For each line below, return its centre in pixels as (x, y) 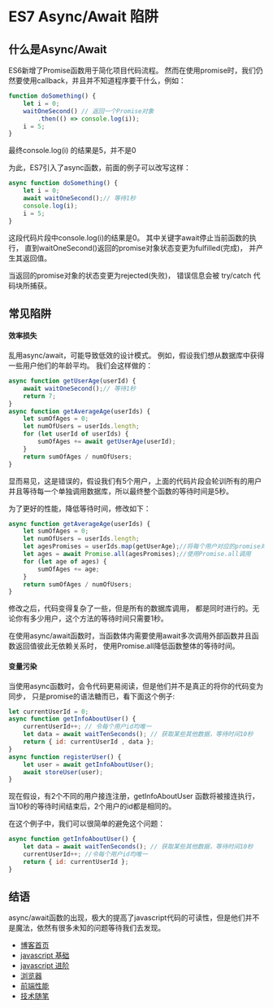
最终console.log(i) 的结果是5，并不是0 (72, 151)
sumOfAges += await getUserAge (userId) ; (107, 442)
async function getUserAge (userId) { (72, 381)
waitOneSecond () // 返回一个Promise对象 (89, 111)
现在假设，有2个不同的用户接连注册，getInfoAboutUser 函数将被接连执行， (134, 796)
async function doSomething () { (63, 183)
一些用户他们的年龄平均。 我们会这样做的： (80, 366)
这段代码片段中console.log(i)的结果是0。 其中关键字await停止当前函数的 (129, 238)
